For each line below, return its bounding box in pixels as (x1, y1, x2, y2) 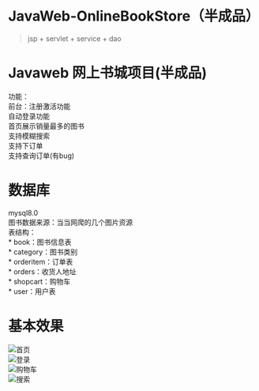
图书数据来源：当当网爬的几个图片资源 (8, 217, 133, 227)
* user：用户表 (8, 286, 57, 296)
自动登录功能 (8, 111, 50, 121)
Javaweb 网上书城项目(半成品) (8, 64, 208, 82)
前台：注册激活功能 (8, 101, 71, 111)
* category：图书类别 (8, 246, 77, 257)
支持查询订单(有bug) (8, 151, 75, 160)
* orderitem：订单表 (8, 257, 73, 266)
